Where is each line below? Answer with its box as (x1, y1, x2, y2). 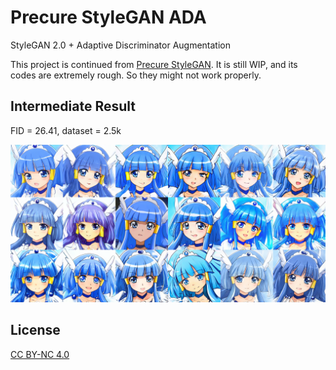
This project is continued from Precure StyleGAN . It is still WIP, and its (10, 58, 298, 70)
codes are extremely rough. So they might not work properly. (10, 69, 262, 81)
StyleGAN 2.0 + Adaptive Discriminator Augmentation (10, 39, 231, 51)
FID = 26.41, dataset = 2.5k (10, 124, 122, 136)
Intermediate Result (10, 98, 137, 115)
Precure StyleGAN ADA (10, 6, 207, 29)
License (10, 322, 61, 339)
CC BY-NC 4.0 (10, 348, 70, 360)
